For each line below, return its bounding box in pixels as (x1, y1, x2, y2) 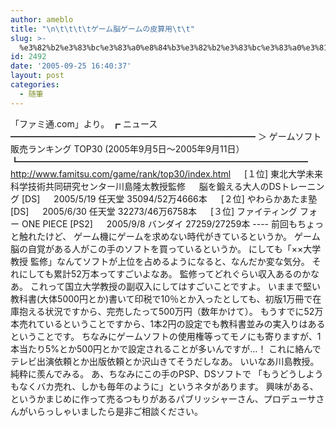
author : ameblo (10, 14, 74, 25)
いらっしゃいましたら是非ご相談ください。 (27, 405, 203, 417)
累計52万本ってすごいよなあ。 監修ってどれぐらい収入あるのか (53, 267, 311, 280)
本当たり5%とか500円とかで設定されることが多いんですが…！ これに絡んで (10, 342, 322, 355)
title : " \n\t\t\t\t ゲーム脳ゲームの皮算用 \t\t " (10, 24, 195, 34)
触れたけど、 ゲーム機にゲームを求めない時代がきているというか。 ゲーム (18, 230, 321, 242)
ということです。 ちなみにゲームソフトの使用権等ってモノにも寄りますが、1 (10, 330, 322, 342)
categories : (10, 80, 60, 90)
